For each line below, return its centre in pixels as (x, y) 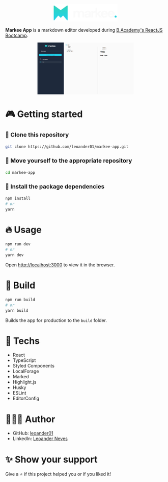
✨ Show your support (51, 459)
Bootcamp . (17, 35)
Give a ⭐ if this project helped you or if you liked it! (58, 474)
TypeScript (24, 360)
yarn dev (15, 255)
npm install (18, 198)
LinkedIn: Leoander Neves (40, 439)
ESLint (19, 393)
